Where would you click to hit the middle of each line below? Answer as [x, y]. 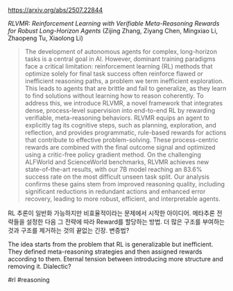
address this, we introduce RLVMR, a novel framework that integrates [124, 103]
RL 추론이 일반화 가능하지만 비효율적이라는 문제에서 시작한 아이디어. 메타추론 [112, 213]
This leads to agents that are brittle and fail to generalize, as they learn [126, 88]
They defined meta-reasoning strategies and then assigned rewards [105, 252]
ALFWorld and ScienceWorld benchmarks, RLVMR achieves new [117, 162]
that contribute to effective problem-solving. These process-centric [121, 140]
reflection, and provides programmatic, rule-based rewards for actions [126, 132]
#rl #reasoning [29, 280]
